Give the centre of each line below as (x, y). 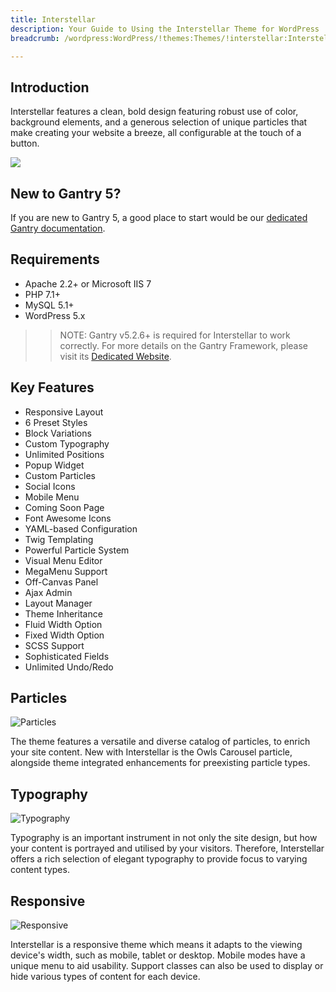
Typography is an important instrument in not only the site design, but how (164, 838)
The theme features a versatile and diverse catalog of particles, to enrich (160, 742)
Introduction (50, 87)
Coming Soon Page (64, 507)
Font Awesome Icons (68, 518)
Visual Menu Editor (63, 560)
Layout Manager (58, 603)
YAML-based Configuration (81, 528)
